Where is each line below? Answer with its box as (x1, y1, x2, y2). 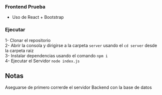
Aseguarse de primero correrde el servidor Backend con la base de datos (5, 84, 152, 90)
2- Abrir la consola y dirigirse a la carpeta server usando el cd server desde (5, 42, 158, 48)
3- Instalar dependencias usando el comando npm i (5, 53, 108, 58)
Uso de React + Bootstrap (12, 14, 64, 20)
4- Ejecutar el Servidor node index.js (5, 58, 80, 64)
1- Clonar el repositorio (5, 37, 51, 43)
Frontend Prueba (5, 3, 46, 10)
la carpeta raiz (5, 47, 34, 54)
